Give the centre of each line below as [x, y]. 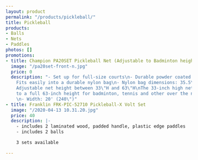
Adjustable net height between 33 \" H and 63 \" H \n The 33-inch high [100, 88]
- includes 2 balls [40, 132]
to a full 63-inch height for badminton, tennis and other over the [102, 94]
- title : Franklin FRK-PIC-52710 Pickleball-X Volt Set [76, 104]
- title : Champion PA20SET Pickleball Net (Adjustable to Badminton [92, 61]
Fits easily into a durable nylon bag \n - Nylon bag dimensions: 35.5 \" [106, 83]
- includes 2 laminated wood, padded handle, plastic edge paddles [101, 126]
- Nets [14, 39]
